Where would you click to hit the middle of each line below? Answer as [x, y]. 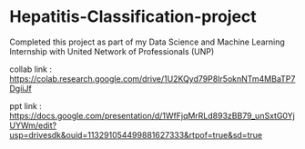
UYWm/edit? [33, 125]
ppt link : [26, 105]
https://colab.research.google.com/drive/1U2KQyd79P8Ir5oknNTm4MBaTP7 [152, 78]
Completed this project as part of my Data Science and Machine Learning [147, 42]
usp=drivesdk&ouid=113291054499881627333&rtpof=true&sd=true [136, 134]
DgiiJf [20, 88]
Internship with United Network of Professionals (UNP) [112, 51]
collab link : [31, 69]
